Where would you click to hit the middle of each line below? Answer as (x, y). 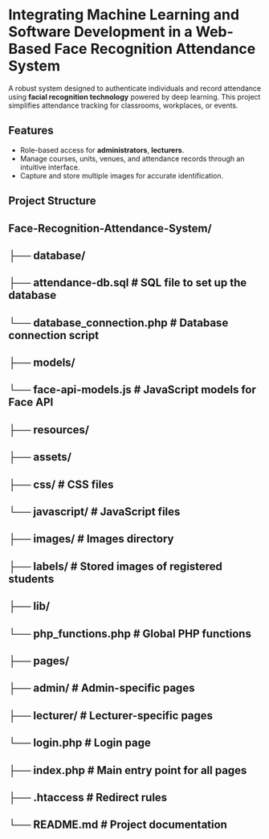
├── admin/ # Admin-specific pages (102, 688)
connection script (53, 335)
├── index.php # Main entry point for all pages (128, 770)
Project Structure (52, 201)
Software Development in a (100, 32)
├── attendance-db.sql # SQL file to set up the (128, 283)
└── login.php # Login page (79, 743)
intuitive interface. (50, 167)
